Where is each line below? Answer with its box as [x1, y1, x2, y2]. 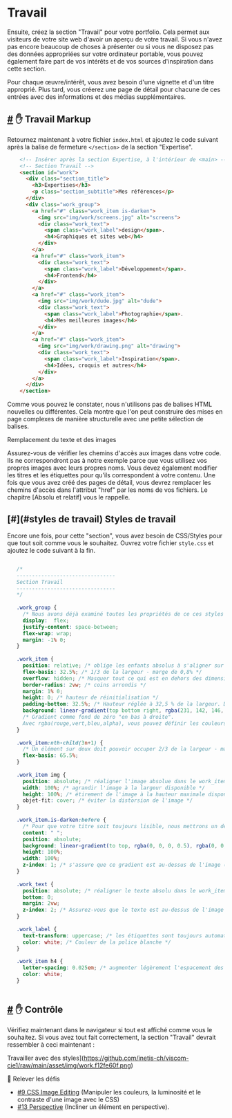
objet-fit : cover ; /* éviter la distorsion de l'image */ [22, 797, 193, 804]
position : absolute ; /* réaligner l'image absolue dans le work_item [22, 778, 227, 785]
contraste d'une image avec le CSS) [17, 1095, 119, 1103]
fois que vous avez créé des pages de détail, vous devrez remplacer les [7, 479, 212, 487]
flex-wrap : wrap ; [22, 630, 72, 637]
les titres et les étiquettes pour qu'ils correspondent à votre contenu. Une [7, 471, 216, 479]
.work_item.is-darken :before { [16, 816, 107, 824]
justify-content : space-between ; [22, 623, 119, 630]
